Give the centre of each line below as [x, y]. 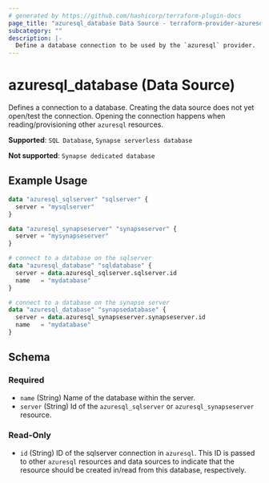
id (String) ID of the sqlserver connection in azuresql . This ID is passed [137, 453]
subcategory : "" [35, 30]
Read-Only [30, 436]
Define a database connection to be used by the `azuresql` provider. [136, 46]
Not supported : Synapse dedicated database [82, 156]
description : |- [35, 38]
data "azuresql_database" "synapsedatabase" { [87, 310]
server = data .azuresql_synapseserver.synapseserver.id [110, 318]
